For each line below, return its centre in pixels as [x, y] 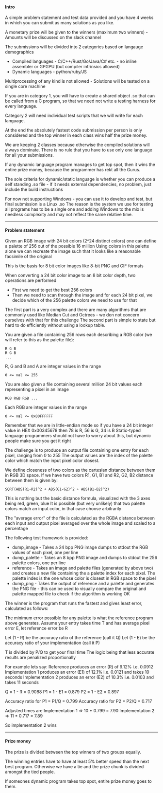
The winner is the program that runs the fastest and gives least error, [74, 603]
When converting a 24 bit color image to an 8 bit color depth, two [70, 276]
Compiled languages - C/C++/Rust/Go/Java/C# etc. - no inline [74, 61]
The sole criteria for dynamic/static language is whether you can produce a [80, 179]
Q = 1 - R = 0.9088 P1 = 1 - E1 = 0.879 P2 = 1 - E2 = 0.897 [62, 692]
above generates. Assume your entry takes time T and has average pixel [77, 623]
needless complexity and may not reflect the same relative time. [69, 215]
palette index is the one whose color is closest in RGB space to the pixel [84, 578]
